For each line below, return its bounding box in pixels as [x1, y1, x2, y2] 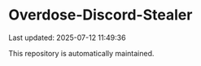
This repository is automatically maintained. [8, 48, 155, 58]
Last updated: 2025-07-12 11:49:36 [8, 33, 126, 42]
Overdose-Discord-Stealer [8, 6, 193, 24]
